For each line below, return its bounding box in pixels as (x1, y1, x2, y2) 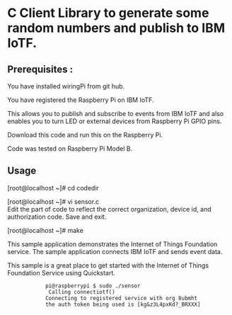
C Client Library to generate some (7, 5, 209, 21)
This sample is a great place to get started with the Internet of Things (7, 260, 209, 270)
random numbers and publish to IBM (7, 20, 226, 36)
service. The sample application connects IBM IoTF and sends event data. (7, 247, 223, 256)
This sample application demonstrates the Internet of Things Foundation (7, 239, 218, 248)
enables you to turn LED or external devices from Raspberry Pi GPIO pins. (7, 117, 222, 125)
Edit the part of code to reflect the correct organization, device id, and (7, 205, 211, 213)
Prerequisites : (7, 63, 73, 75)
